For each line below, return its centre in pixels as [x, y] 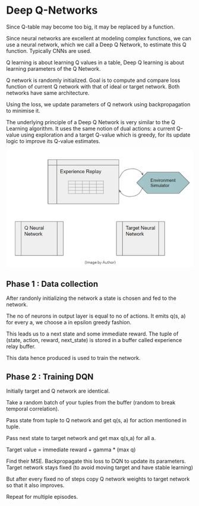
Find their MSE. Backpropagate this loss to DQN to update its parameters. [96, 461]
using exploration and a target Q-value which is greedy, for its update [105, 135]
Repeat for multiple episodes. [42, 497]
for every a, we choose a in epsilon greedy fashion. [69, 322]
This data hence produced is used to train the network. [73, 358]
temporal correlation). [33, 409]
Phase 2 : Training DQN [50, 377]
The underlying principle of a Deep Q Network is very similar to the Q [91, 122]
